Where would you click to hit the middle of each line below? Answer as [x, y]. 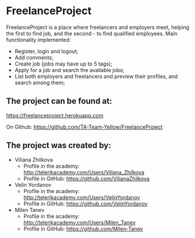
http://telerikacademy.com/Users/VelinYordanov [82, 197]
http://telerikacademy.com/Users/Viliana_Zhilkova [84, 172]
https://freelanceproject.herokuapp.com [55, 115]
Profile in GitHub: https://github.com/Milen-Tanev [83, 229]
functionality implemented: [39, 40]
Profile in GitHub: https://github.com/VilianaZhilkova [87, 178]
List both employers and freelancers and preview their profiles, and [96, 76]
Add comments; [34, 57]
